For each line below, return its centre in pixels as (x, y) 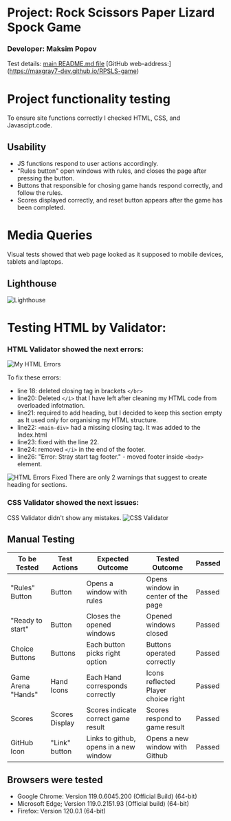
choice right (166, 698)
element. (30, 464)
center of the (167, 596)
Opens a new (167, 738)
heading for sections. (37, 485)
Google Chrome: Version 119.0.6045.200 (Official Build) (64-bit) (107, 796)
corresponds (107, 685)
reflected (161, 681)
